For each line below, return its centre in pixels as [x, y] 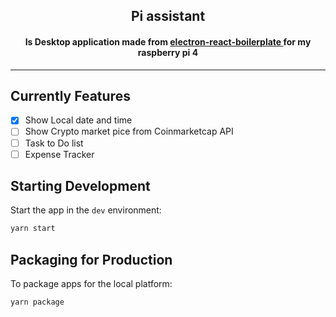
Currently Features [70, 95]
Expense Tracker [59, 154]
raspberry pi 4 [168, 52]
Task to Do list [54, 143]
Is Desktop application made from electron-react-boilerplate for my [168, 41]
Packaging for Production [91, 259]
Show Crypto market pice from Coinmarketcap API [129, 131]
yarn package [37, 302]
